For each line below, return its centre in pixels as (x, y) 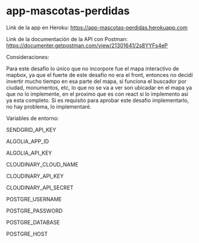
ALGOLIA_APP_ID (28, 141)
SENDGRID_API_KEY (31, 130)
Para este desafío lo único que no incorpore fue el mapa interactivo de (93, 68)
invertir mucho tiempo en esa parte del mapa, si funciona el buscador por (96, 81)
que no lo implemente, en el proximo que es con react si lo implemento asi (97, 94)
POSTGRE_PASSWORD (35, 211)
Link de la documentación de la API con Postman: (67, 39)
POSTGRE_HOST (27, 233)
